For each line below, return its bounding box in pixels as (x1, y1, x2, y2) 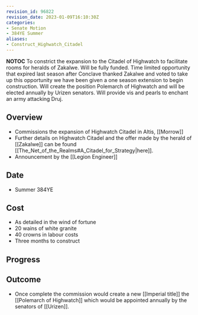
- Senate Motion (6, 25, 46, 31)
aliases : (6, 36, 28, 42)
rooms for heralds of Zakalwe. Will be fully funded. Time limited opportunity (6, 64, 190, 71)
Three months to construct (14, 237, 80, 245)
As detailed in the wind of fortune (14, 219, 96, 226)
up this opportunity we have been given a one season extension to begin (6, 76, 183, 83)
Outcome (6, 275, 41, 285)
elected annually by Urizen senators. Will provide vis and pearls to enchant (6, 89, 189, 96)
